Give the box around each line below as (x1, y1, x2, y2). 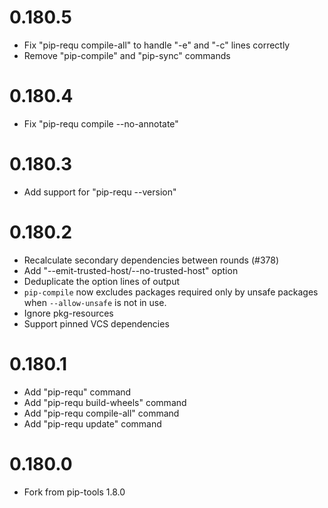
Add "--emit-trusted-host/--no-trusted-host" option (23, 264, 239, 276)
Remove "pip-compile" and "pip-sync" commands (23, 49, 231, 61)
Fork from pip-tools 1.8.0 (23, 486, 126, 498)
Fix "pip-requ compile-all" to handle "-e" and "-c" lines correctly (23, 39, 291, 51)
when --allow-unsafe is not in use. (23, 296, 167, 308)
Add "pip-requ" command (23, 386, 132, 398)
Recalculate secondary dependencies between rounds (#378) (23, 254, 280, 266)
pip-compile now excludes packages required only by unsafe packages (23, 286, 319, 298)
